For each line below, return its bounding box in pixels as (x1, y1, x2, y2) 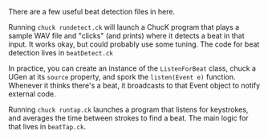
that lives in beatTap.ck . (8, 122, 87, 131)
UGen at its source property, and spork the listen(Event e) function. (8, 72, 236, 81)
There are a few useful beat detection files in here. (8, 7, 175, 16)
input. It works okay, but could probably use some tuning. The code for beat (8, 39, 260, 49)
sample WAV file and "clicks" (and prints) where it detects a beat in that (8, 31, 245, 40)
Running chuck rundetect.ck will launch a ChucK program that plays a (8, 22, 240, 31)
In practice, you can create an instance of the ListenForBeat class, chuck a (8, 63, 257, 73)
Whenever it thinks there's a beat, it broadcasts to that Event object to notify (8, 80, 261, 90)
